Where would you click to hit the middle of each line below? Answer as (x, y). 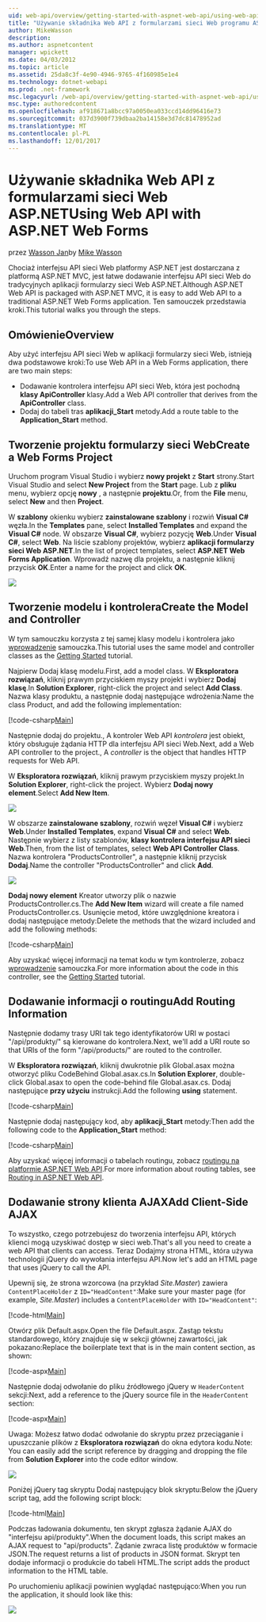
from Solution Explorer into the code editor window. (93, 1459)
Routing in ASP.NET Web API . (56, 1177)
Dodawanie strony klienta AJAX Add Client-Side (128, 1202)
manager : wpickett (38, 52)
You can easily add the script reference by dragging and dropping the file (128, 1451)
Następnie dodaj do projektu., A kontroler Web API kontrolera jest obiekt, (127, 735)
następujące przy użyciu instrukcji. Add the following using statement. (123, 1090)
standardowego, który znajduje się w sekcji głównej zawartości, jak (118, 1339)
